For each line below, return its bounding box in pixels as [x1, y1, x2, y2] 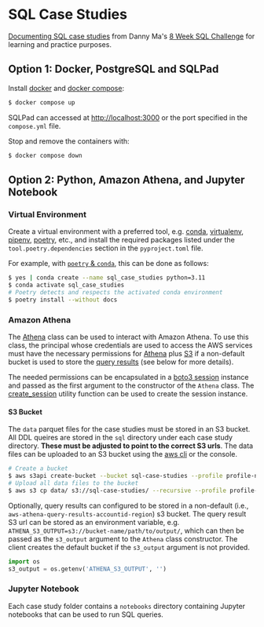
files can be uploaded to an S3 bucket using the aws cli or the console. [8, 450, 238, 459]
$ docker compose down [8, 151, 82, 159]
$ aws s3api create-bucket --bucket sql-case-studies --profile [8, 472, 223, 480]
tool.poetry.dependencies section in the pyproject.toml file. [8, 243, 203, 253]
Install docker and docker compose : [8, 83, 124, 93]
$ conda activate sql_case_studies [8, 281, 125, 290]
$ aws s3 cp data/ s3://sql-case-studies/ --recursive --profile [8, 487, 226, 494]
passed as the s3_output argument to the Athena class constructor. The [8, 534, 238, 543]
